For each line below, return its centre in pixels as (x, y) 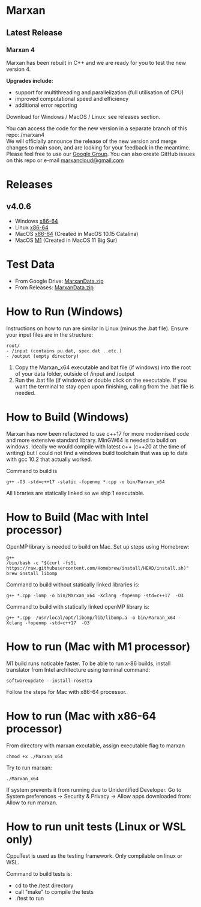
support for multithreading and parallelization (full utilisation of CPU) (99, 92)
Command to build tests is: (39, 874)
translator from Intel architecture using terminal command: (78, 669)
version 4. (19, 69)
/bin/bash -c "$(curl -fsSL (41, 563)
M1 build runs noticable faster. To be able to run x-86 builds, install (88, 663)
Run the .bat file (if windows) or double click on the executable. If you (101, 380)
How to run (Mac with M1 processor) (98, 646)
